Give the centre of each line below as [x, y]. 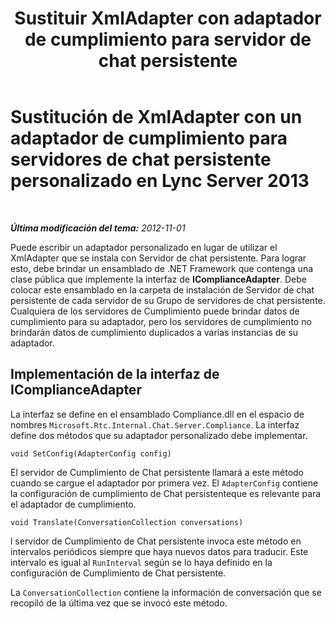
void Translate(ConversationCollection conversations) [127, 522]
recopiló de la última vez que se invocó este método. [119, 603]
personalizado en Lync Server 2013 [160, 181]
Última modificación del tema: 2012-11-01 [98, 228]
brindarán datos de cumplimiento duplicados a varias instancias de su [154, 332]
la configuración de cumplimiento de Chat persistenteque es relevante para [166, 493]
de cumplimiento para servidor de [168, 39]
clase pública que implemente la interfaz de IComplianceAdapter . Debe [158, 279]
